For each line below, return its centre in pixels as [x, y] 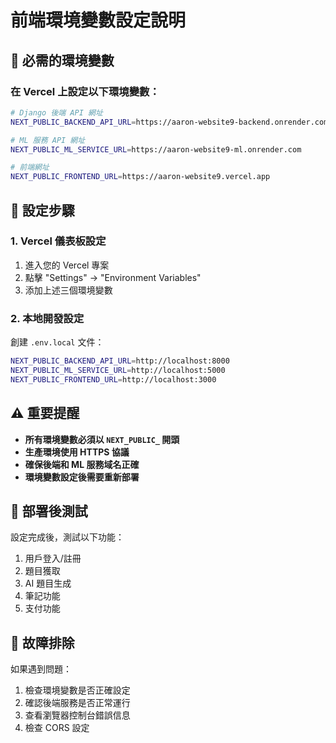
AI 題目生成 [48, 583]
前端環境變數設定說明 [98, 20]
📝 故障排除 [42, 642]
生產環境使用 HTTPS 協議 [77, 452]
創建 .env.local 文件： [57, 342]
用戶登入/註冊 [53, 558]
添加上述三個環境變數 [68, 290]
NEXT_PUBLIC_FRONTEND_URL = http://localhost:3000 [113, 379]
